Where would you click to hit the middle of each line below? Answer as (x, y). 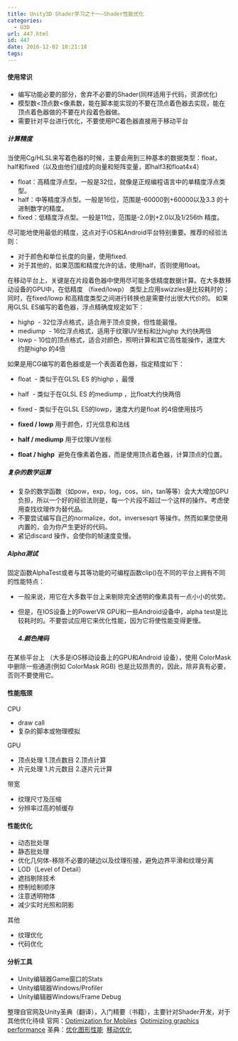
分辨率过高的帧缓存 (46, 808)
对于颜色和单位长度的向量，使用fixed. (72, 257)
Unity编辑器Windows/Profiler (60, 988)
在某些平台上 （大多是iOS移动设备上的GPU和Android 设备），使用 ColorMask (119, 657)
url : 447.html (28, 34)
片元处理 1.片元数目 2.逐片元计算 (65, 769)
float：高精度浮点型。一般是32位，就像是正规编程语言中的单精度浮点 (118, 182)
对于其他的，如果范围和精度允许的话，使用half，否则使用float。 (111, 265)
